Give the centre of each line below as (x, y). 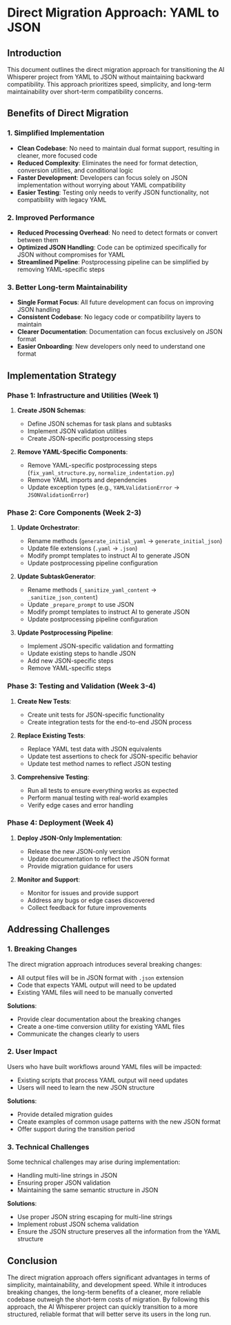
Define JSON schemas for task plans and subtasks (100, 423)
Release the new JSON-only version (79, 851)
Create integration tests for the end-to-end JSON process (109, 722)
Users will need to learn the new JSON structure (86, 1087)
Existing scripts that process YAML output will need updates (102, 1080)
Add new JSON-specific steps (70, 661)
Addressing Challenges (59, 930)
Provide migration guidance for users (80, 866)
